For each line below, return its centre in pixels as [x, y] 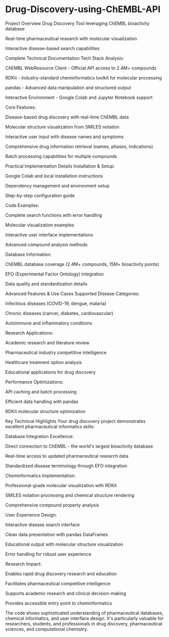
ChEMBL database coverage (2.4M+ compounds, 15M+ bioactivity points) [82, 264]
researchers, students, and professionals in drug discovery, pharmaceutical [84, 623]
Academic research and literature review [47, 342]
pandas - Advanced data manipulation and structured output [68, 88]
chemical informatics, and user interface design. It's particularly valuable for [84, 618]
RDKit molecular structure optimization [45, 411]
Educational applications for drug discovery [50, 372]
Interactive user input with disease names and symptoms [65, 136]
